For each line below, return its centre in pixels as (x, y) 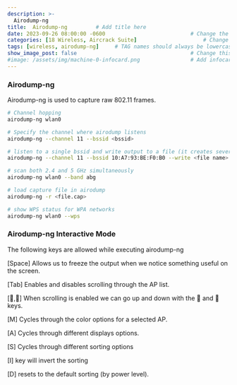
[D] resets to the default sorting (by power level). (78, 374)
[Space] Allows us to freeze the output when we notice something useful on (117, 263)
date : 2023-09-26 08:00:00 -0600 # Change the (118, 34)
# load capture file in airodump (56, 190)
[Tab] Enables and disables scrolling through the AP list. (89, 284)
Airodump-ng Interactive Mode (62, 234)
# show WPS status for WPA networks (61, 209)
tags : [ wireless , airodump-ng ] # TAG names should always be (105, 47)
